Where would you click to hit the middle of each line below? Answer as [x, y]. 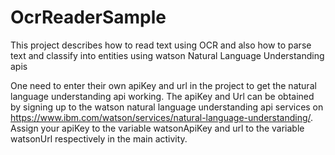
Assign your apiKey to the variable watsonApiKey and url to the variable [157, 128]
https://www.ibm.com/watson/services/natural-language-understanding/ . [162, 117]
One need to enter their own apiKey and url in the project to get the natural [163, 85]
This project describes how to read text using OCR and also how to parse [161, 45]
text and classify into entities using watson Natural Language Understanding [167, 55]
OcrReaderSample [88, 17]
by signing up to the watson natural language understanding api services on [167, 107]
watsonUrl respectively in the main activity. [99, 138]
